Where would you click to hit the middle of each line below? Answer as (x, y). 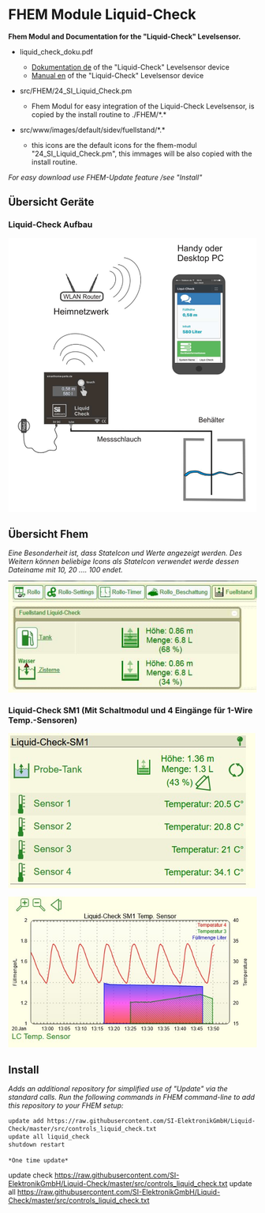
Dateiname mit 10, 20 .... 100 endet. (66, 570)
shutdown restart (37, 1145)
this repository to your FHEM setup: (66, 1105)
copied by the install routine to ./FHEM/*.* (99, 114)
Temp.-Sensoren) (43, 720)
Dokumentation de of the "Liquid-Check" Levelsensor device (131, 67)
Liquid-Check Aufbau (50, 225)
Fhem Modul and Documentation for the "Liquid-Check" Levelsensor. (125, 36)
